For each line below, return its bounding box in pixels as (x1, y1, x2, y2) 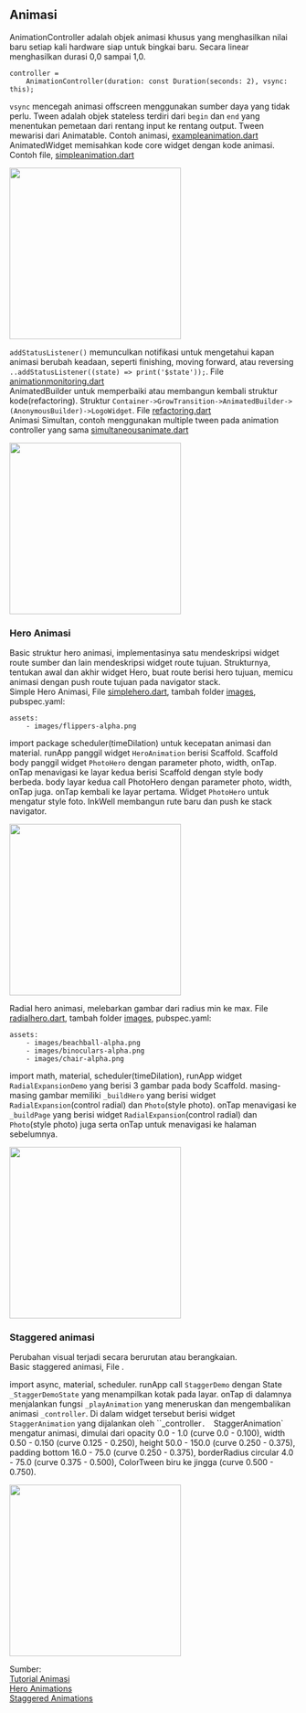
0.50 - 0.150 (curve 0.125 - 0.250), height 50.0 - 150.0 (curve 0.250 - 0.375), (9, 1438, 296, 1449)
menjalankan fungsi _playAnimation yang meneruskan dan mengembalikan (9, 1398, 290, 1409)
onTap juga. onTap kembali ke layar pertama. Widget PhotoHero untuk (9, 787, 269, 798)
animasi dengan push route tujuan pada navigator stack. (9, 677, 221, 688)
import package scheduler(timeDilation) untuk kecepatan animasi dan (9, 738, 271, 749)
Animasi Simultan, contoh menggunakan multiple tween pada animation (9, 414, 280, 425)
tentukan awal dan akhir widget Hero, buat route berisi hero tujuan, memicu (9, 667, 294, 678)
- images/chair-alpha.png (26, 1055, 125, 1064)
